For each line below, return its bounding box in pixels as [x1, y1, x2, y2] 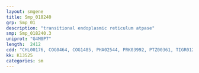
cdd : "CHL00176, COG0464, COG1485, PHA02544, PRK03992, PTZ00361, [6, 47, 174, 53]
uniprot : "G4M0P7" [6, 36, 52, 42]
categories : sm [6, 58, 44, 64]
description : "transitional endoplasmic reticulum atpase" [6, 25, 155, 31]
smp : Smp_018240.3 [6, 31, 52, 36]
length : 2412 [6, 42, 41, 48]
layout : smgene [6, 8, 44, 15]
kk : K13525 [6, 52, 33, 58]
